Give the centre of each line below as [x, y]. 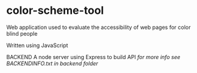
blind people [22, 33]
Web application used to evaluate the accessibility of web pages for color [99, 27]
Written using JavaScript [37, 45]
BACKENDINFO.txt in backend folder [52, 63]
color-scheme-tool [55, 11]
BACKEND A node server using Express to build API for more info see [94, 57]
